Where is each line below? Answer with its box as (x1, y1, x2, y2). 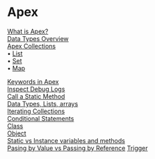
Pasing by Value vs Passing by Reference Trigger (7, 144, 148, 152)
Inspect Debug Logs (7, 85, 65, 93)
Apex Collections (7, 42, 56, 50)
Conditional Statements (7, 114, 74, 122)
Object (7, 129, 26, 137)
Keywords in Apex (7, 77, 59, 85)
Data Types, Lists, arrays (7, 99, 79, 108)
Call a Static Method (7, 92, 65, 101)
